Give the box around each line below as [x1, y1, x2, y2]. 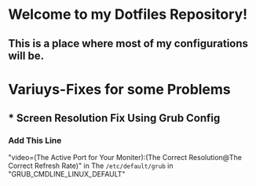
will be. [8, 49, 45, 62]
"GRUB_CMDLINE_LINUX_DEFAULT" [8, 170, 126, 179]
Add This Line [8, 135, 62, 146]
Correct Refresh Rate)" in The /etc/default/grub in [8, 161, 174, 170]
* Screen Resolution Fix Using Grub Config [8, 111, 221, 125]
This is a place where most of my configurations [8, 37, 249, 50]
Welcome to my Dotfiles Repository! [8, 5, 248, 24]
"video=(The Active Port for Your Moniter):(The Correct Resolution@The [8, 153, 242, 162]
